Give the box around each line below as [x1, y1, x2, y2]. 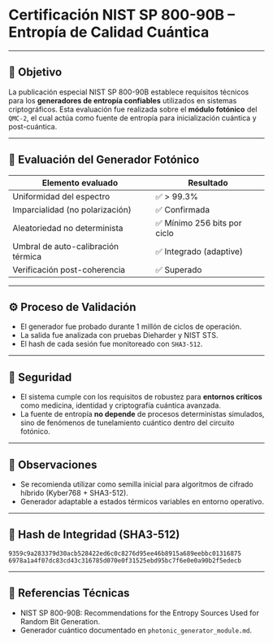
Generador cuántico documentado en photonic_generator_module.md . [19, 625, 253, 635]
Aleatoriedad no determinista [12, 222, 123, 234]
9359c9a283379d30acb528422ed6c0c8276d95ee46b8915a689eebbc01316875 [8, 549, 242, 558]
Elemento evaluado [41, 177, 119, 188]
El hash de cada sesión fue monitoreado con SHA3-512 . [19, 339, 203, 349]
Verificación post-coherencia [12, 264, 126, 275]
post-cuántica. [8, 121, 58, 131]
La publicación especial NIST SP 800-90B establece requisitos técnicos [8, 87, 249, 97]
